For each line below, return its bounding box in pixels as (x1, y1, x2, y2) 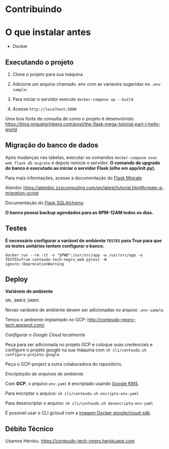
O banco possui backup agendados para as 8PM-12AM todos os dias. (5, 209, 153, 215)
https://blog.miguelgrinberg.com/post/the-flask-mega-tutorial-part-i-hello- (5, 121, 161, 127)
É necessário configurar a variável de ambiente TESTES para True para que (5, 237, 162, 243)
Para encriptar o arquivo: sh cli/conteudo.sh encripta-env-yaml (5, 391, 139, 397)
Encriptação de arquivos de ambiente (5, 371, 84, 377)
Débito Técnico (5, 424, 54, 433)
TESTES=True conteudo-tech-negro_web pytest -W (5, 257, 107, 262)
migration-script (5, 190, 39, 196)
